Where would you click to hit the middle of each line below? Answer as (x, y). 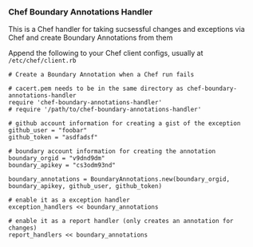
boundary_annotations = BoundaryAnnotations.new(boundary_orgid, (119, 179)
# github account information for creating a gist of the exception (125, 123)
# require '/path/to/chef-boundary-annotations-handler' (105, 110)
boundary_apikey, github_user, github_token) (85, 186)
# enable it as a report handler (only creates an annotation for (121, 222)
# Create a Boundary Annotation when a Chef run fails (101, 75)
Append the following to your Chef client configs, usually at (106, 53)
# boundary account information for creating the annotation (112, 151)
